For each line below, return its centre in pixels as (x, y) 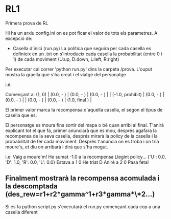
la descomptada (31, 187)
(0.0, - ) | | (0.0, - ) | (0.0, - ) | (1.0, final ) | (48, 100)
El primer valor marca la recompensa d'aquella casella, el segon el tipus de (84, 109)
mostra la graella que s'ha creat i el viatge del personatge (66, 74)
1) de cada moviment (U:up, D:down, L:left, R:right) (66, 59)
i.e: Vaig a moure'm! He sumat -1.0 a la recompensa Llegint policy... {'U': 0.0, (86, 157)
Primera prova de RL (27, 23)
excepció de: (19, 38)
